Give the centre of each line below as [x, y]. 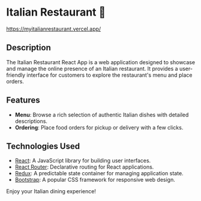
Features [23, 100]
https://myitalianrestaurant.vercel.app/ [54, 29]
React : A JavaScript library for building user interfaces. [83, 161]
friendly [16, 75]
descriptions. [31, 121]
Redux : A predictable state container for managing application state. [99, 173]
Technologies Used [43, 146]
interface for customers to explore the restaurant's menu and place [109, 75]
